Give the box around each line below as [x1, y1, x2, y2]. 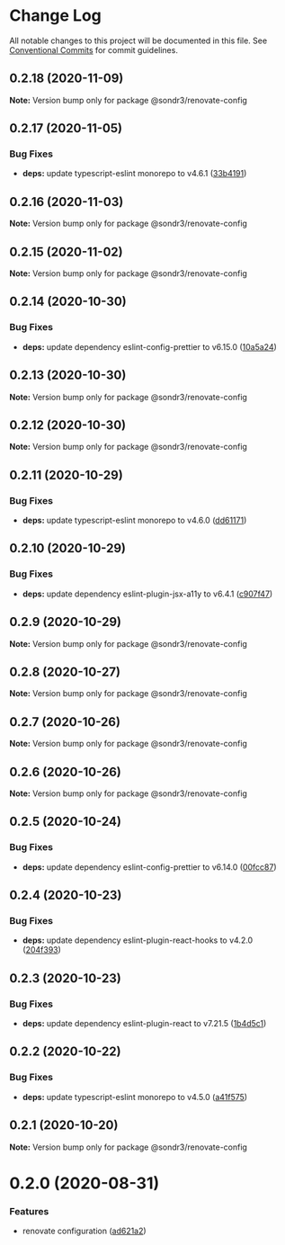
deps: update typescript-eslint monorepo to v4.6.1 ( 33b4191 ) [22, 168, 247, 179]
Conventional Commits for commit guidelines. [9, 44, 178, 55]
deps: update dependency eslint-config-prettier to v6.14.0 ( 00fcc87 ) [22, 861, 277, 873]
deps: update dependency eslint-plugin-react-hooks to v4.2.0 [22, 935, 254, 945]
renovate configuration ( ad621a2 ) [22, 1225, 147, 1237]
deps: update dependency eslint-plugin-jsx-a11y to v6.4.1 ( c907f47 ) [22, 588, 273, 599]
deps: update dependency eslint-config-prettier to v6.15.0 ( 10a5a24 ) [22, 341, 277, 352]
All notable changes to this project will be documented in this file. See [9, 35, 268, 46]
